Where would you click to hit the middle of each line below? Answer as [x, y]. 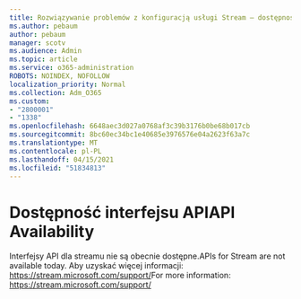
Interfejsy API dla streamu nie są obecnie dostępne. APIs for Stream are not [147, 256]
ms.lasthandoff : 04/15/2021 [62, 159]
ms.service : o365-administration [72, 68]
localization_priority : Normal [68, 84]
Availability [52, 231]
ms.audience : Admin [46, 51]
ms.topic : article [43, 59]
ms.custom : [30, 101]
